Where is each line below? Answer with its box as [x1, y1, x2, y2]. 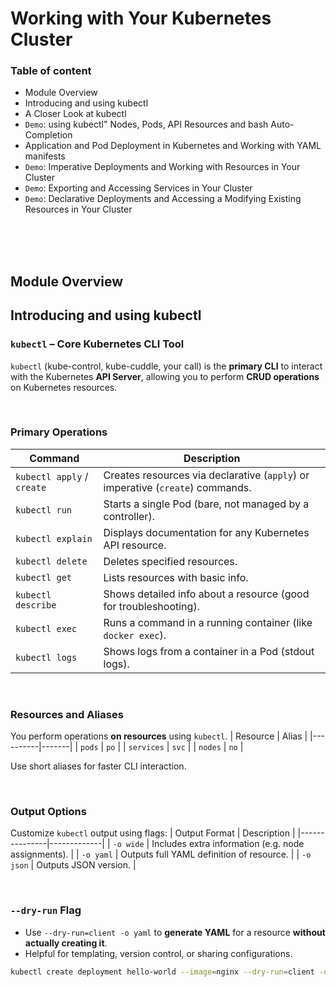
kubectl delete [15, 555, 88, 567]
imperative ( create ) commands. [103, 480, 252, 494]
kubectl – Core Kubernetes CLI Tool [10, 337, 185, 351]
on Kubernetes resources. [10, 381, 118, 393]
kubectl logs [15, 652, 78, 663]
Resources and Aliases [10, 707, 124, 721]
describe [15, 599, 57, 611]
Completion [24, 129, 73, 141]
